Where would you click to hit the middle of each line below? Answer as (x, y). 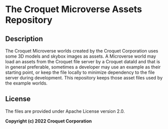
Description (24, 39)
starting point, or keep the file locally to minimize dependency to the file (80, 72)
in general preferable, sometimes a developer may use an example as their (83, 67)
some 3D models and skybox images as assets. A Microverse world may (81, 56)
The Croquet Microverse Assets (74, 9)
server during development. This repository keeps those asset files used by (84, 78)
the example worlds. (27, 83)
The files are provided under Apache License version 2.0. (65, 111)
